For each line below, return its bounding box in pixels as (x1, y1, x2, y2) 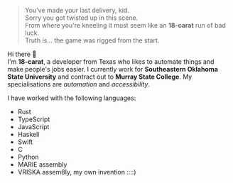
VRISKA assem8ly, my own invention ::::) (17, 168, 136, 176)
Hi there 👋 (7, 50, 37, 58)
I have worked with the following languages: (7, 94, 136, 102)
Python (17, 152, 39, 161)
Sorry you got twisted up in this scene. (24, 13, 139, 22)
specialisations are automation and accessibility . (7, 80, 151, 88)
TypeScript (17, 115, 50, 123)
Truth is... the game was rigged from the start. (24, 36, 160, 45)
